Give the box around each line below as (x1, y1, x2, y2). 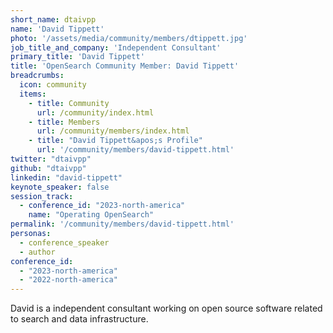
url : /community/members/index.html (36, 126, 190, 136)
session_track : (10, 191, 74, 201)
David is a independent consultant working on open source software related (10, 302, 323, 315)
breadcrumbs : (10, 71, 65, 81)
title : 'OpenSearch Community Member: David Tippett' (10, 61, 240, 71)
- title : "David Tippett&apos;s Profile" (28, 136, 203, 146)
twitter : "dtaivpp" (10, 154, 92, 164)
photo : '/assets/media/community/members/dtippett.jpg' (10, 33, 248, 43)
